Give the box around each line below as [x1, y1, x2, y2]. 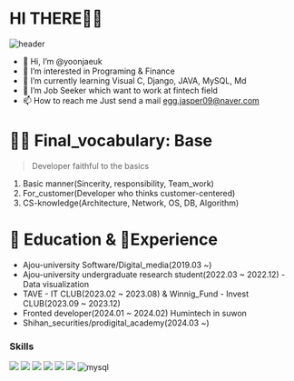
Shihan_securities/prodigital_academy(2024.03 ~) [22, 317, 211, 328]
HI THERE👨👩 [9, 8, 103, 29]
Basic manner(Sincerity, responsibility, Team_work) [22, 177, 215, 189]
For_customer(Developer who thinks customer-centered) [22, 187, 236, 198]
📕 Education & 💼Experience [9, 229, 218, 250]
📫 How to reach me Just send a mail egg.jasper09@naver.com [22, 95, 260, 105]
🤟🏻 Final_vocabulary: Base [9, 131, 213, 151]
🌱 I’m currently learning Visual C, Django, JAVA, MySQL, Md [22, 75, 247, 85]
